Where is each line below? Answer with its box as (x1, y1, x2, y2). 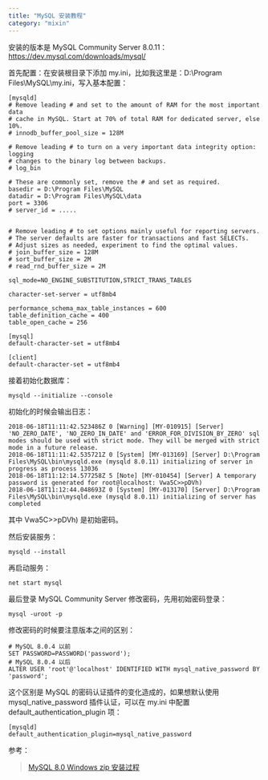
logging (8, 150, 35, 158)
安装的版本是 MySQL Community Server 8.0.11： (8, 42, 168, 52)
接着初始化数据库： (8, 375, 72, 385)
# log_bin (8, 164, 42, 172)
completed (8, 499, 42, 507)
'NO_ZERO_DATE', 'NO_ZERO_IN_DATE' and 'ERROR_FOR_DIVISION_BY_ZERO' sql (8, 430, 261, 438)
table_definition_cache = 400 (8, 311, 110, 319)
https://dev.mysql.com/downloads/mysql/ (8, 51, 146, 61)
